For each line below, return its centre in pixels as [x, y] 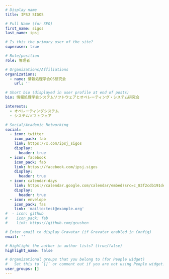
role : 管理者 [18, 60]
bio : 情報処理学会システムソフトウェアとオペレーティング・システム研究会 [72, 98]
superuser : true [22, 47]
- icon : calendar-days [33, 181]
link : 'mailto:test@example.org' [49, 209]
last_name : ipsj [22, 33]
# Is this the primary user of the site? [49, 42]
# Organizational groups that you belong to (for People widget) [75, 259]
